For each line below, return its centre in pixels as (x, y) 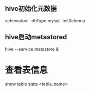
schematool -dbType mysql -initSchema (45, 20)
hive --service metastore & (32, 49)
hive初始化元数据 (31, 9)
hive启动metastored (36, 37)
